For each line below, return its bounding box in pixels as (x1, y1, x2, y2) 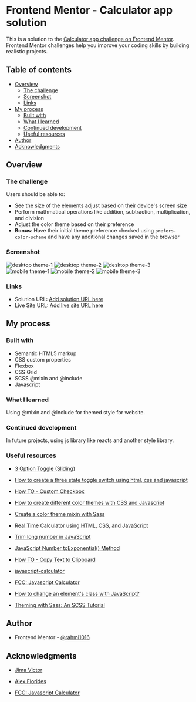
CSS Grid (14, 368, 37, 376)
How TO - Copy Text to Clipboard (14, 556, 96, 563)
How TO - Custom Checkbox (14, 488, 85, 495)
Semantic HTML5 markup (14, 350, 77, 357)
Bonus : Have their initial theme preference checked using (14, 227, 154, 234)
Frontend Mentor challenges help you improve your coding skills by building (6, 42, 190, 49)
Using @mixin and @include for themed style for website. (6, 409, 146, 416)
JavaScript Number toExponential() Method (14, 544, 120, 552)
